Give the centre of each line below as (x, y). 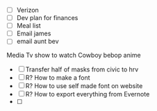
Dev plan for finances (47, 18)
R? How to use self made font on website (84, 86)
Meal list (28, 26)
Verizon (27, 10)
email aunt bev (38, 42)
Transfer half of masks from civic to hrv (82, 69)
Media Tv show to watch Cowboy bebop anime (74, 55)
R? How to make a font (58, 78)
